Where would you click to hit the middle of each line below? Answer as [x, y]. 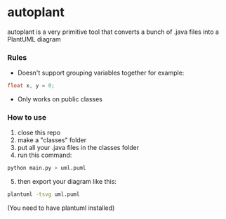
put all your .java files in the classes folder [78, 148]
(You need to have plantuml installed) [61, 208]
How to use [27, 118]
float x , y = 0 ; [31, 86]
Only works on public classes [60, 99]
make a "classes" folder [52, 140]
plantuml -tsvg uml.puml [44, 194]
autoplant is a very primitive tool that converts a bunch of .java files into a [113, 32]
